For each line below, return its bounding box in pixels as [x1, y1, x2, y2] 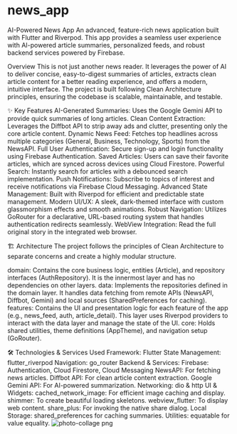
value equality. [7, 418, 51, 427]
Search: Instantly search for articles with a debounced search [7, 166, 189, 176]
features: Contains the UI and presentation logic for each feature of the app [7, 303, 228, 312]
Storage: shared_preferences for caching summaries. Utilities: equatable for [7, 411, 230, 420]
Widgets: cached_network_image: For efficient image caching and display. [7, 388, 226, 397]
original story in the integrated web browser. [7, 227, 137, 236]
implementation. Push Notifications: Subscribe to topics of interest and [7, 174, 215, 183]
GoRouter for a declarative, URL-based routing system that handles [7, 212, 204, 221]
